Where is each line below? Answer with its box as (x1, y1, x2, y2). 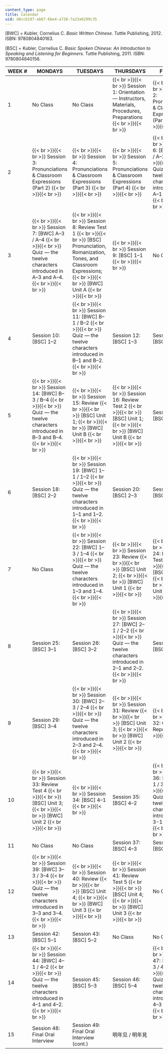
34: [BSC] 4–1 (72, 796, 106, 803)
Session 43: (72, 930, 100, 937)
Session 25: (32, 640, 60, 647)
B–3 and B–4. (32, 434, 63, 441)
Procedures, (112, 108, 141, 115)
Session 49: (72, 1021, 100, 1028)
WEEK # (7, 68, 27, 75)
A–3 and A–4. (32, 274, 64, 281)
